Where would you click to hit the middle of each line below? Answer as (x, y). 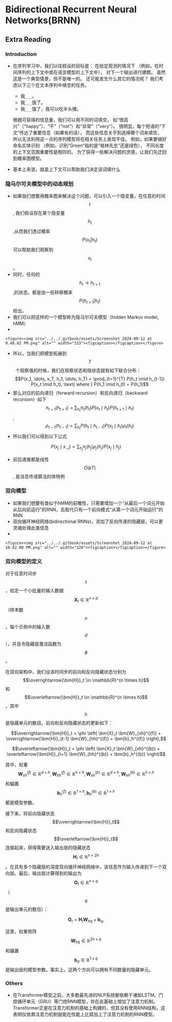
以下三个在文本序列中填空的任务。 (53, 85)
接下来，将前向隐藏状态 (30, 814)
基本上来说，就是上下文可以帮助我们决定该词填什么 (67, 169)
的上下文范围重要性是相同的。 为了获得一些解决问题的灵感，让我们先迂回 (90, 152)
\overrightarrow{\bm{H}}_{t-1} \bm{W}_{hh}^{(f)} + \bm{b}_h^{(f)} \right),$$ (86, 738)
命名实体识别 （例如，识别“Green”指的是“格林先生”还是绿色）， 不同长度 (88, 145)
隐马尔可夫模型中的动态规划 (39, 184)
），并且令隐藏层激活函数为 (33, 644)
